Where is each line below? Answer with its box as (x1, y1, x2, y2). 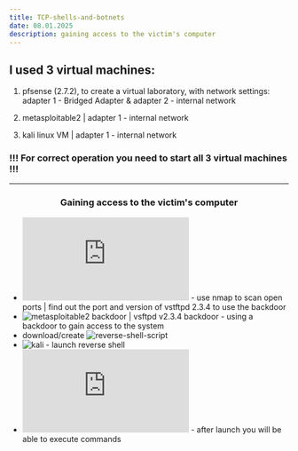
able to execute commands (21, 433, 122, 444)
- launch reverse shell (45, 339, 126, 350)
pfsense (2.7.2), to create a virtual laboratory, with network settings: (21, 86, 271, 97)
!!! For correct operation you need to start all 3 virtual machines (9, 152, 288, 164)
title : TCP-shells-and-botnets (9, 12, 125, 22)
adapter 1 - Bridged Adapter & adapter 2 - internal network (21, 95, 237, 107)
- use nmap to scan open (190, 292, 283, 303)
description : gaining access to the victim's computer (9, 29, 216, 38)
